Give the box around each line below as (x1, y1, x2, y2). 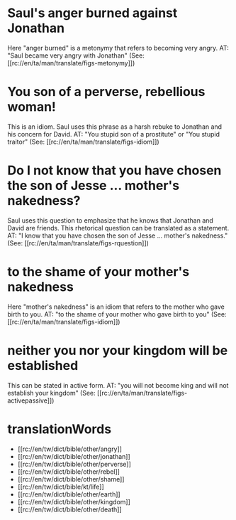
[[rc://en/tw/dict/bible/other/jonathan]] (17, 452, 131, 460)
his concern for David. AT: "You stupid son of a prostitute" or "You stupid (7, 129, 220, 138)
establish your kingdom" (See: (7, 388, 96, 397)
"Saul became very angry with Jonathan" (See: (7, 51, 145, 60)
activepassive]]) (7, 396, 55, 405)
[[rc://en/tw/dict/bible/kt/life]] (17, 482, 104, 491)
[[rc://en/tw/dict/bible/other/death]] (17, 505, 122, 514)
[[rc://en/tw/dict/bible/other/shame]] (17, 474, 125, 483)
